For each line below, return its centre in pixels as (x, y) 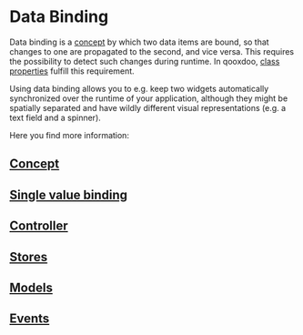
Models (31, 287)
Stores (29, 257)
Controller (39, 226)
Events (30, 319)
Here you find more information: (70, 135)
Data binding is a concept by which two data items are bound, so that (140, 42)
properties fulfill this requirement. (72, 71)
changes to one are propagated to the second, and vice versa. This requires (151, 51)
